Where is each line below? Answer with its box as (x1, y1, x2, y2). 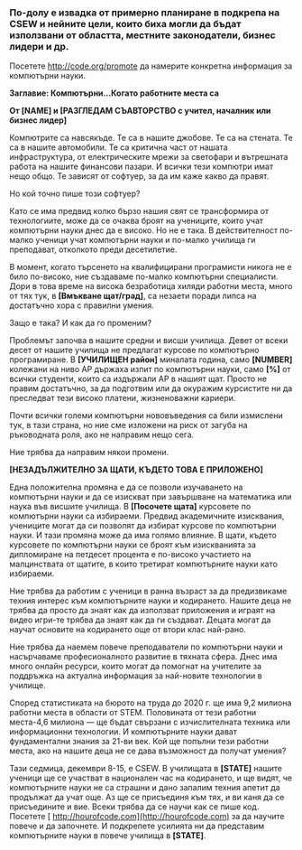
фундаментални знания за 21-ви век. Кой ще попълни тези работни (9, 736, 269, 747)
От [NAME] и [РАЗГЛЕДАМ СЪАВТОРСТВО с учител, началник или (9, 106, 271, 117)
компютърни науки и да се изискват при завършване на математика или (9, 491, 292, 502)
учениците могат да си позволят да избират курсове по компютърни (9, 520, 277, 531)
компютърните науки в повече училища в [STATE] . (9, 830, 206, 841)
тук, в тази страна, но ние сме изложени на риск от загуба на (9, 420, 248, 431)
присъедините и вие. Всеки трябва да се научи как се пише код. (9, 801, 260, 812)
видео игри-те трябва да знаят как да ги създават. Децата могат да (9, 614, 271, 625)
